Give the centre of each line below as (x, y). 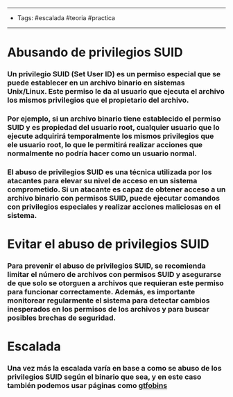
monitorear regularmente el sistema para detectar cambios (109, 301)
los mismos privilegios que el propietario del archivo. (98, 100)
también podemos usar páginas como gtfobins (87, 386)
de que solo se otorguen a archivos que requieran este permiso (115, 283)
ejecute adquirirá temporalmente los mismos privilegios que (111, 136)
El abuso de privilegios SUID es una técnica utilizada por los (110, 172)
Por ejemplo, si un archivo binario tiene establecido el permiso (114, 119)
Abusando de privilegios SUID (95, 52)
